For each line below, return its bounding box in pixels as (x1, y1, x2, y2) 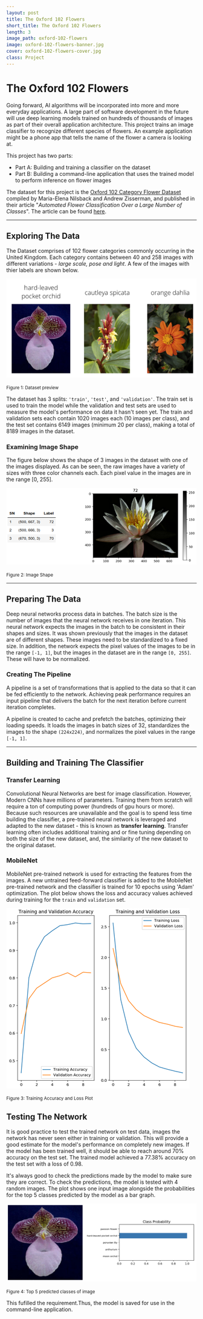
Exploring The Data (6, 231, 80, 241)
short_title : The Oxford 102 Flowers (6, 22, 101, 29)
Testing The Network (6, 1112, 88, 1122)
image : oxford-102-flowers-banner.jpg (6, 42, 104, 48)
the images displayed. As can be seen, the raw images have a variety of (6, 463, 185, 470)
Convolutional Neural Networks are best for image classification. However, (6, 790, 192, 797)
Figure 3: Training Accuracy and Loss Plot (6, 1095, 94, 1101)
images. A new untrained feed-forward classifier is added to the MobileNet (6, 876, 193, 884)
